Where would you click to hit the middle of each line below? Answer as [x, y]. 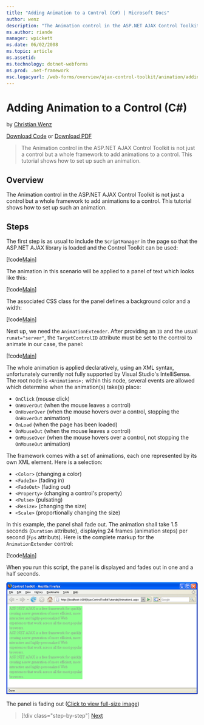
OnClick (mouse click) [42, 398]
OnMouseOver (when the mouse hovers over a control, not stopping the [102, 437]
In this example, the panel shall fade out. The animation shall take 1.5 [92, 524]
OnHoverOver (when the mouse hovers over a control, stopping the [97, 411]
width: [14, 307]
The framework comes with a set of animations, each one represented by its [102, 455]
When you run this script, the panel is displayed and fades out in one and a [100, 567]
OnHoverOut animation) [43, 418]
